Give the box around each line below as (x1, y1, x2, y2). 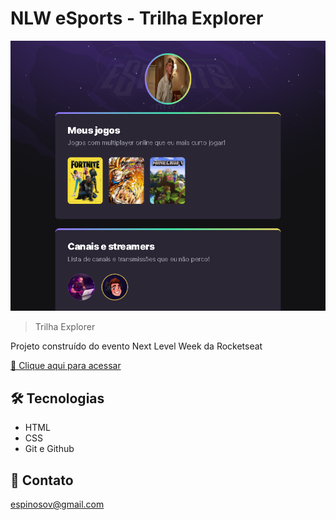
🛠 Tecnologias (10, 390, 105, 407)
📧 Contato (10, 472, 74, 489)
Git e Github (24, 443, 75, 455)
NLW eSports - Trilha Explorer (10, 7, 264, 30)
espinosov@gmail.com (10, 498, 105, 510)
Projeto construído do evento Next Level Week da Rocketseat (10, 340, 263, 352)
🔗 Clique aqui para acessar (10, 360, 122, 372)
